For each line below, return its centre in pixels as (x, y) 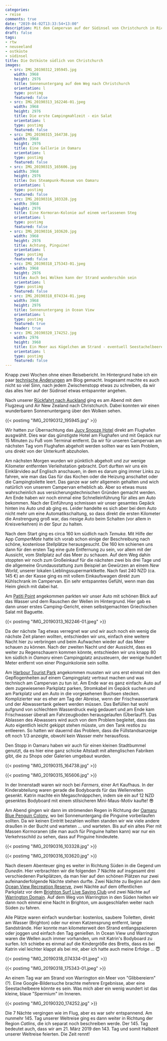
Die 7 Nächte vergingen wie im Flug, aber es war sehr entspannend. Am (79, 1013)
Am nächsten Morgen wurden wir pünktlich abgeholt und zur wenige (75, 461)
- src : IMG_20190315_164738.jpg (43, 135)
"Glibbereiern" (141, 978)
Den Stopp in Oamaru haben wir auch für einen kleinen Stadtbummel (76, 745)
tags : (11, 38)
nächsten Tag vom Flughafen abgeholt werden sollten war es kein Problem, (82, 446)
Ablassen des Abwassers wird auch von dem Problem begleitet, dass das (80, 720)
